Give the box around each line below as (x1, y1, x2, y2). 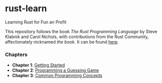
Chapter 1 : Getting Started (12, 62, 65, 68)
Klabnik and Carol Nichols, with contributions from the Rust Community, (5, 34, 149, 40)
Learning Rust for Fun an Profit (5, 19, 67, 25)
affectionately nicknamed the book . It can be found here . (5, 39, 119, 44)
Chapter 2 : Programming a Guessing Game (12, 67, 99, 73)
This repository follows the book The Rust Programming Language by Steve (5, 28, 157, 34)
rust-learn (5, 3, 47, 14)
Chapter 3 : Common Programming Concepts (12, 73, 103, 79)
